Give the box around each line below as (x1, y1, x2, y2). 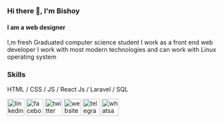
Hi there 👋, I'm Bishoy (7, 6, 80, 16)
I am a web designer (7, 23, 66, 31)
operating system (7, 53, 57, 61)
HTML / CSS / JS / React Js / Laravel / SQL (7, 85, 129, 94)
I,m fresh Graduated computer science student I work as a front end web (7, 38, 213, 46)
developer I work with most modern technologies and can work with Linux (7, 46, 217, 54)
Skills (7, 70, 26, 79)
